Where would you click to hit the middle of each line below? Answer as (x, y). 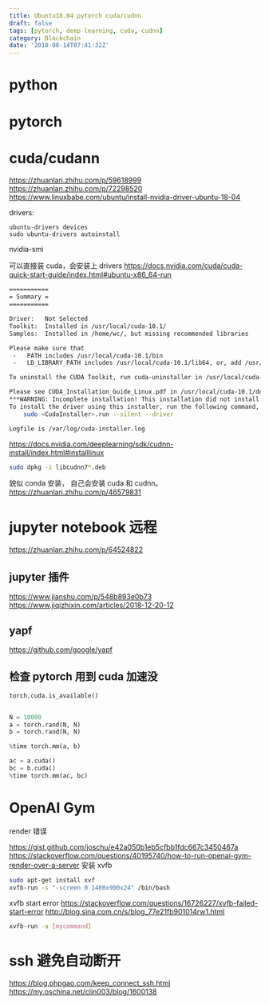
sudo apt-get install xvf (52, 880)
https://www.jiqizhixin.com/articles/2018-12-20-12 (91, 606)
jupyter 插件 (40, 577)
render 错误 (28, 831)
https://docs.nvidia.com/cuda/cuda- (184, 266)
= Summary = (29, 297)
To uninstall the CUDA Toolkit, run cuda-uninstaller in (106, 378)
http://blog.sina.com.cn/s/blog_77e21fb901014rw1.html (135, 911)
